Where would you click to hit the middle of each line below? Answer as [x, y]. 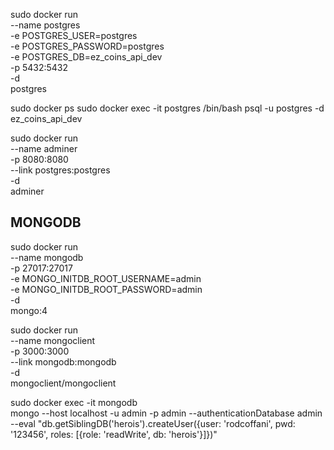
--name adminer [44, 148]
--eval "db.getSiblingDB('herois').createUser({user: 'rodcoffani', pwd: [153, 423]
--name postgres [45, 25]
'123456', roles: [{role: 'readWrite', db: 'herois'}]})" [114, 434]
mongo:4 [29, 310]
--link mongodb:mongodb [63, 361]
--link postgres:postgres [60, 170]
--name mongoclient [53, 340]
